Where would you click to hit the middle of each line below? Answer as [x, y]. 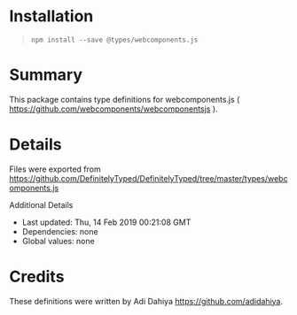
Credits [37, 277]
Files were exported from [55, 169]
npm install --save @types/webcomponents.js [114, 40]
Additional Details [41, 204]
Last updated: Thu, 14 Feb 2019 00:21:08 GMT [106, 222]
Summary [46, 75]
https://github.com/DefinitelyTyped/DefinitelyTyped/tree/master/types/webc [148, 178]
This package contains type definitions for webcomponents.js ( [125, 99]
